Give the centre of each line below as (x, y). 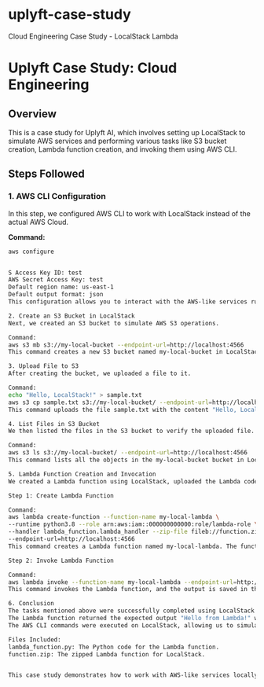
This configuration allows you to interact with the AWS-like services (128, 302)
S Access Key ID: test (45, 273)
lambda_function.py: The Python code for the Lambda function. (114, 647)
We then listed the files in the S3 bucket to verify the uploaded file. (132, 431)
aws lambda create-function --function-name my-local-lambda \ (114, 517)
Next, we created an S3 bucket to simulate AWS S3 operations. (114, 323)
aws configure (31, 252)
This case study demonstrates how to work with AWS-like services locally (133, 675)
